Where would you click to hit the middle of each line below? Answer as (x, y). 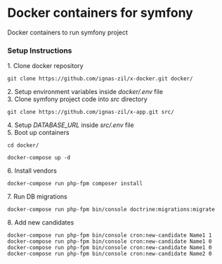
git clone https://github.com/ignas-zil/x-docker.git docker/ (100, 79)
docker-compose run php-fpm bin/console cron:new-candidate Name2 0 (110, 254)
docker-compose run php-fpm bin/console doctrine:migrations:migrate (111, 210)
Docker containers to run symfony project (68, 32)
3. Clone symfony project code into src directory (77, 99)
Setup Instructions (40, 51)
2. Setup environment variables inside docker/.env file (85, 92)
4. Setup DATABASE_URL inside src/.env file (71, 125)
